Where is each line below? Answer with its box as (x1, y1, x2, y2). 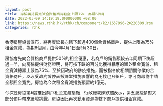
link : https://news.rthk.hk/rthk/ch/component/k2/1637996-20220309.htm (5, 20, 153, 26)
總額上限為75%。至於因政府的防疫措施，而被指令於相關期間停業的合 (17, 67, 154, 73)
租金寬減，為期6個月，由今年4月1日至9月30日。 (5, 45, 101, 51)
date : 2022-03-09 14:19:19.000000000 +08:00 (5, 16, 97, 21)
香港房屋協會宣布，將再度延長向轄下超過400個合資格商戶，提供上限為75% (5, 39, 154, 45)
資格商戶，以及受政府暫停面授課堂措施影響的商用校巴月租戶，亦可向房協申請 (5, 74, 158, 79)
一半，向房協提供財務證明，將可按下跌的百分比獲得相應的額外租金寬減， (9, 61, 154, 67)
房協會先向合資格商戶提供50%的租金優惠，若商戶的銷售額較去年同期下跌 (5, 55, 150, 61)
